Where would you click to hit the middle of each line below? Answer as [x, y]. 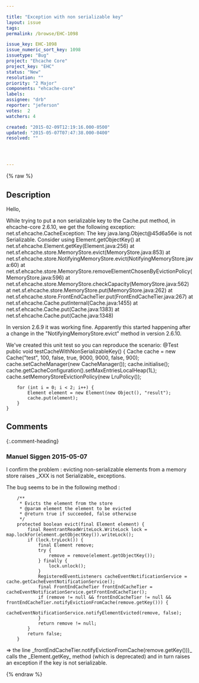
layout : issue [24, 22]
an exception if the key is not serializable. [57, 663]
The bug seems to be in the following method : [63, 488]
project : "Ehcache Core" [37, 61]
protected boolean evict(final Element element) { [81, 524]
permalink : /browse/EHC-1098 [42, 33]
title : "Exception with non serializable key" [65, 17]
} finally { [53, 561]
